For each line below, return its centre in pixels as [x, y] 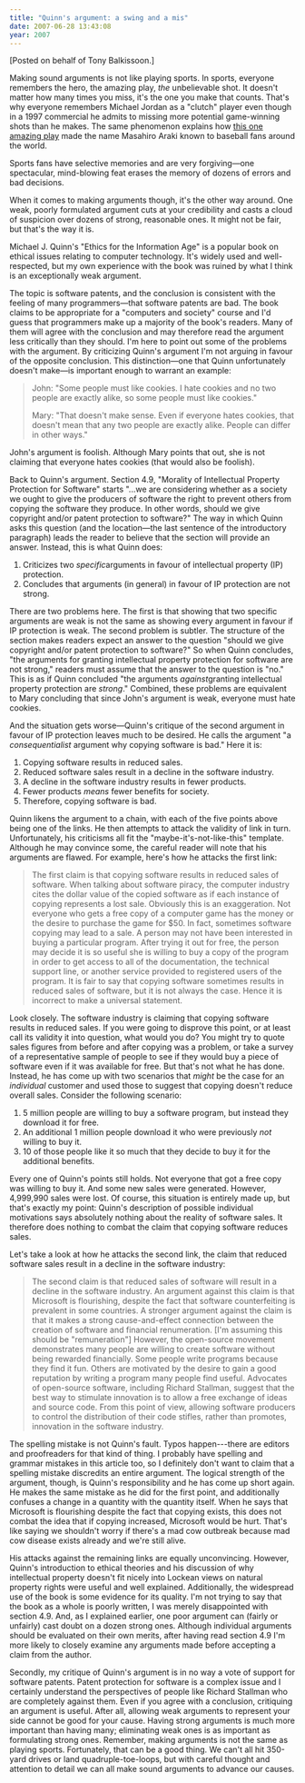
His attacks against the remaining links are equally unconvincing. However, [149, 1559]
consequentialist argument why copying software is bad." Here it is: [136, 745]
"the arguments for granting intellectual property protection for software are [151, 660]
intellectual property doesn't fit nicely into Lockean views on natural [136, 1578]
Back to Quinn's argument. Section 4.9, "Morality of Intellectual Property [144, 480]
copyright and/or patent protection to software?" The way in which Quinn [146, 518]
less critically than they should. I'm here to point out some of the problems [148, 342]
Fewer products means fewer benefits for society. [116, 792]
